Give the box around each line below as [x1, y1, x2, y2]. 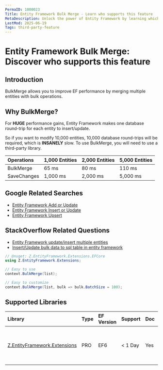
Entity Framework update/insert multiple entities [12, 239, 108, 245]
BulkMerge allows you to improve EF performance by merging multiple [5, 88, 146, 94]
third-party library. [5, 145, 42, 151]
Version [98, 318, 117, 325]
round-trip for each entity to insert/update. [5, 125, 90, 131]
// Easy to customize [5, 280, 49, 285]
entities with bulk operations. [5, 93, 63, 99]
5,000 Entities [119, 156, 153, 163]
